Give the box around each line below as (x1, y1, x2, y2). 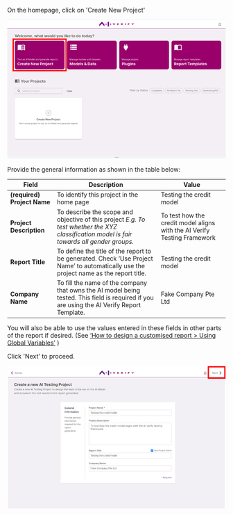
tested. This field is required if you (56, 293, 154, 302)
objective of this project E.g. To (56, 215, 146, 223)
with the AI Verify (160, 226, 210, 235)
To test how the (160, 211, 205, 220)
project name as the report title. (56, 269, 147, 277)
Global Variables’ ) (7, 338, 60, 347)
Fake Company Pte (160, 290, 215, 298)
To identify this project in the (56, 190, 139, 199)
